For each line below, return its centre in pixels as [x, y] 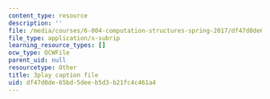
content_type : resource [48, 16]
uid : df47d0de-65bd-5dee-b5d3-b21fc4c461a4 [82, 82]
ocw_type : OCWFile [39, 53]
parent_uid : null [37, 61]
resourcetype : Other [43, 68]
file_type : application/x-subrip [64, 38]
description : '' [35, 23]
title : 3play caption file [53, 75]
